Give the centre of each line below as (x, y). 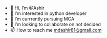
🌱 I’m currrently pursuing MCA (42, 19)
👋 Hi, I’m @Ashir (27, 8)
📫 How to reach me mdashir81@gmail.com (56, 30)
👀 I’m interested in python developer (48, 13)
